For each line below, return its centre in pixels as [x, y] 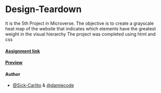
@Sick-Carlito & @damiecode [43, 85]
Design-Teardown [44, 9]
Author [13, 74]
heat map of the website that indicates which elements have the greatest [80, 28]
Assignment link [23, 51]
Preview [14, 63]
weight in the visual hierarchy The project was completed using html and [80, 34]
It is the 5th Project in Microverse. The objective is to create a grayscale [79, 23]
